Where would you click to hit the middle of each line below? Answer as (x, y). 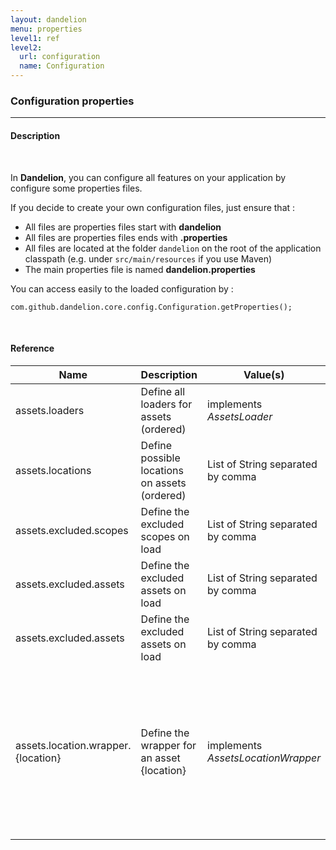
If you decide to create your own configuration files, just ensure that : (153, 207)
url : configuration (60, 57)
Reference (32, 348)
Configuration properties (72, 101)
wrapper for (168, 745)
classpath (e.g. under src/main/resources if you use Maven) (148, 258)
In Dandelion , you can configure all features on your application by (148, 177)
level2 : (26, 47)
